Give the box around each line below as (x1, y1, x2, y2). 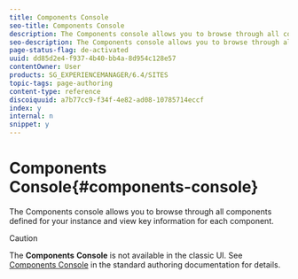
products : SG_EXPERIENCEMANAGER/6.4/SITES (9, 71, 169, 80)
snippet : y (9, 120, 50, 129)
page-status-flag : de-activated (9, 46, 129, 55)
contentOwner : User (9, 63, 82, 72)
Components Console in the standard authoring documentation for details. (9, 259, 281, 270)
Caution (9, 232, 38, 244)
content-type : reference (9, 87, 101, 96)
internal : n (9, 112, 53, 120)
